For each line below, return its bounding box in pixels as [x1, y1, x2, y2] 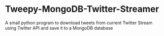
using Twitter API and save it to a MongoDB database [5, 25, 113, 31]
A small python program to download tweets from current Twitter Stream [5, 20, 153, 26]
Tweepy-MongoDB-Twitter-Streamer [5, 3, 159, 15]
